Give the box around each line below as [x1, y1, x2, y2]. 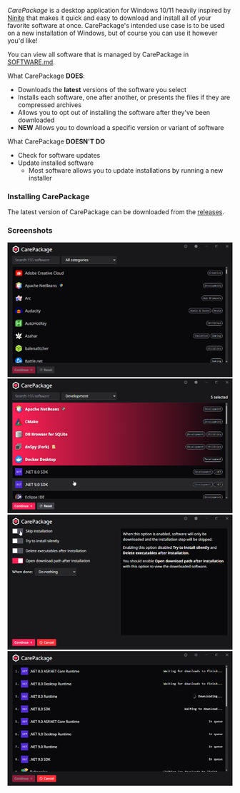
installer [28, 174, 52, 182]
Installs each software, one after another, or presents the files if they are [17, 93, 231, 101]
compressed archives [17, 101, 82, 109]
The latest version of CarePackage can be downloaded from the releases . [7, 208, 225, 216]
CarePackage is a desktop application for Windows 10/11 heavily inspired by [7, 6, 231, 14]
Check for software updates [17, 151, 101, 159]
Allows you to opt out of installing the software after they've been [17, 108, 211, 116]
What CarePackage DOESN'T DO [7, 137, 106, 146]
